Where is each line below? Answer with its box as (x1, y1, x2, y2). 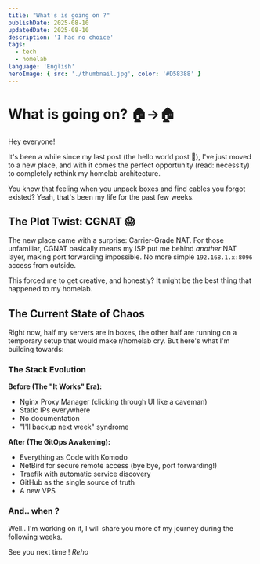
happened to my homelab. (8, 284, 92, 294)
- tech (15, 48, 37, 56)
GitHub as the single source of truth (19, 478, 135, 487)
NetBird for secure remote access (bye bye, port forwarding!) (19, 461, 218, 471)
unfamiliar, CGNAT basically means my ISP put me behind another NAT (8, 244, 237, 254)
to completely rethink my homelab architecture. (8, 168, 161, 178)
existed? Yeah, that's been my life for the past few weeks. (8, 192, 194, 201)
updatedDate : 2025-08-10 (8, 26, 89, 34)
